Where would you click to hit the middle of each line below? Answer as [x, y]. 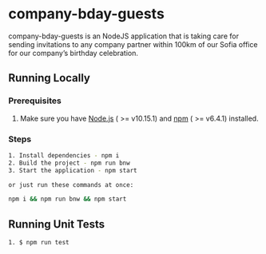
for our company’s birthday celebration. [73, 53]
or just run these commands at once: [71, 185]
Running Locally [49, 78]
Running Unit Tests [57, 224]
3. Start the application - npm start [73, 170]
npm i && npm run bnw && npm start [67, 199]
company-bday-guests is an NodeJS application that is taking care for [124, 36]
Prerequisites [35, 101]
